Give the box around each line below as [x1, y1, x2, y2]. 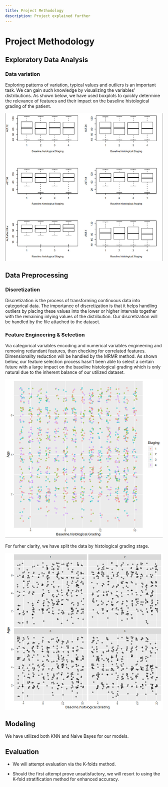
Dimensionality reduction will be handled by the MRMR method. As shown [5, 353, 157, 359]
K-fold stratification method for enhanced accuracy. [12, 776, 119, 782]
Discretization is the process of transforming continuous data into [5, 298, 140, 304]
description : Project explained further [5, 13, 91, 19]
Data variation [5, 71, 40, 77]
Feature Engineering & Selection [5, 331, 85, 338]
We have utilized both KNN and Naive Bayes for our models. [5, 733, 129, 739]
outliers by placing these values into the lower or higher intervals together [5, 308, 157, 314]
